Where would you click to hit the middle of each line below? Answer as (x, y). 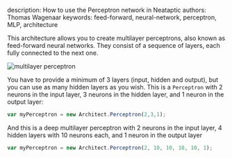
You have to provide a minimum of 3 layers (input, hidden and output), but (113, 80)
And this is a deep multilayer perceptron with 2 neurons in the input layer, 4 (115, 128)
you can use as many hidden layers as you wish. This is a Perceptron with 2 (115, 87)
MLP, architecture (33, 25)
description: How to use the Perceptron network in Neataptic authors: (107, 10)
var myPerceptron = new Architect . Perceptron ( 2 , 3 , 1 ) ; (87, 114)
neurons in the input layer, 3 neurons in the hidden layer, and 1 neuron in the (116, 94)
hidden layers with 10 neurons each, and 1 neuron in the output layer (105, 135)
